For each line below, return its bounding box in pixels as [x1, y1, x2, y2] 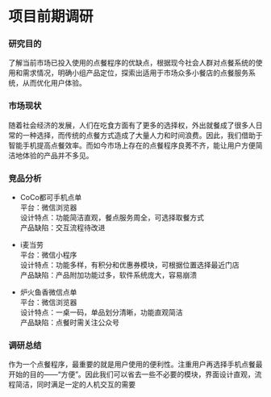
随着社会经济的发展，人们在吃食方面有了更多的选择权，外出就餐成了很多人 [8, 120, 256, 130]
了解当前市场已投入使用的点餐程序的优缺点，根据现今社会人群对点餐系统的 [8, 58, 256, 68]
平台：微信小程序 [19, 250, 77, 260]
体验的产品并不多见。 [22, 150, 94, 160]
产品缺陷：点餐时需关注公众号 [19, 318, 119, 328]
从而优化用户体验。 [22, 78, 86, 88]
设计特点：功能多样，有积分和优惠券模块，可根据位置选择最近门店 [19, 260, 240, 270]
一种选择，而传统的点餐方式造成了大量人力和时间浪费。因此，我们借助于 [22, 130, 263, 140]
